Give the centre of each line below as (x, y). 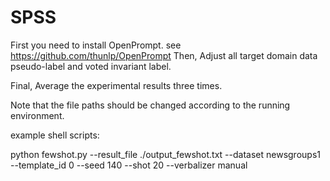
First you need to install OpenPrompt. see (96, 45)
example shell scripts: (55, 135)
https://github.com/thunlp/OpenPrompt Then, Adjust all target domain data (164, 55)
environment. (37, 115)
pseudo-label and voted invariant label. (91, 66)
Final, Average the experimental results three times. (116, 85)
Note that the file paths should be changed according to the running (150, 105)
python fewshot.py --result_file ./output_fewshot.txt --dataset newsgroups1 (165, 154)
